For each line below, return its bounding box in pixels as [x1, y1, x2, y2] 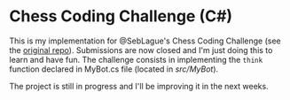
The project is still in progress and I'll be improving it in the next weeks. [9, 81, 269, 91]
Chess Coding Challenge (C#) [9, 6, 233, 27]
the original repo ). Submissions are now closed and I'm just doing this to [9, 44, 273, 55]
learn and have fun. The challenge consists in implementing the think [9, 54, 263, 65]
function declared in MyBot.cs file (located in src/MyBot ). [9, 64, 219, 74]
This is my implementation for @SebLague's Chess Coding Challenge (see [9, 35, 281, 46]
